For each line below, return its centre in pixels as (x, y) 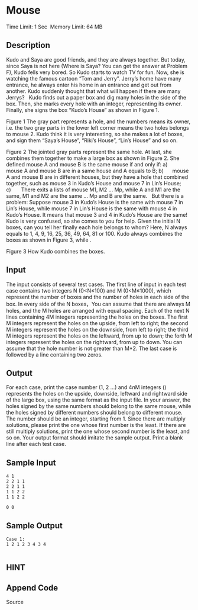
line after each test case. (36, 444)
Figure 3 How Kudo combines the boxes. (56, 251)
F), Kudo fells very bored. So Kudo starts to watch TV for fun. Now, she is (95, 72)
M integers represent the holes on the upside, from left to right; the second (97, 323)
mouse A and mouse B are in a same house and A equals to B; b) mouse (98, 171)
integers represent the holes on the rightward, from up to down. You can (94, 342)
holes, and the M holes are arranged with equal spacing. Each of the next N (98, 310)
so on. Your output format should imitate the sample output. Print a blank (95, 438)
